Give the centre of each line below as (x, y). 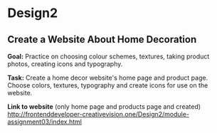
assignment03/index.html (44, 122)
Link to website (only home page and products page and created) (104, 107)
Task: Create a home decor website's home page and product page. (108, 78)
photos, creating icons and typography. (65, 64)
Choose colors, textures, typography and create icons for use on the (108, 85)
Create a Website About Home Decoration (102, 39)
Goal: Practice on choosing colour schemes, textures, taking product (108, 56)
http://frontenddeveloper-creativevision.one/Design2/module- (99, 114)
